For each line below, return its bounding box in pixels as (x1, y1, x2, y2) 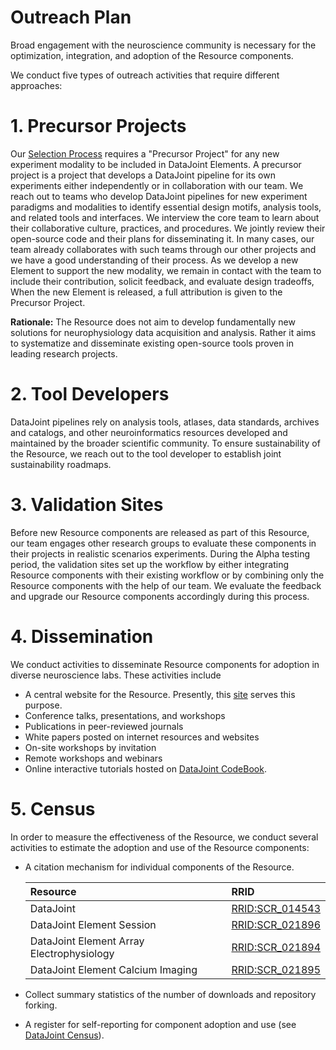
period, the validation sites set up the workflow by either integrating (10, 558, 289, 570)
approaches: (10, 79, 63, 91)
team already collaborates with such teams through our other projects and (10, 243, 317, 255)
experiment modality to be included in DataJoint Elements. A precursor (10, 158, 302, 170)
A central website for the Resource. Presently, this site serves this (24, 688, 296, 700)
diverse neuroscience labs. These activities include (10, 669, 222, 681)
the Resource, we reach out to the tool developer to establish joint (10, 447, 282, 460)
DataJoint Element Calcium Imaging (29, 962, 198, 976)
